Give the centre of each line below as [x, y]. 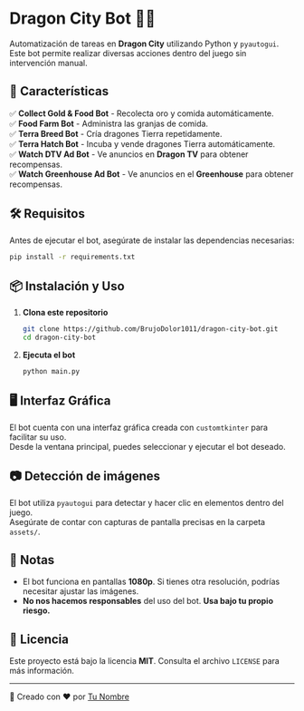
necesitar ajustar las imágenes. [81, 591]
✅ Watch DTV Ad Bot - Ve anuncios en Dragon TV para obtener [129, 154]
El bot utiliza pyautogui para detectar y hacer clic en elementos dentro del [147, 502]
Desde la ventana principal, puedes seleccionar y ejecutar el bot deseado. [148, 446]
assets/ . [25, 531]
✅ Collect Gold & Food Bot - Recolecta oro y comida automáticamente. [142, 113]
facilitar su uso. [38, 437]
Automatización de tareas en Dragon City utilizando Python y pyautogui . [144, 44]
